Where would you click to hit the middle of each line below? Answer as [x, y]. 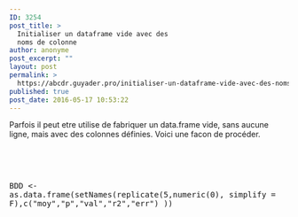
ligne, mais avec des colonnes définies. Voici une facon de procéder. [135, 135]
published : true [39, 91]
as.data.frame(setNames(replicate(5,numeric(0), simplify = [143, 195]
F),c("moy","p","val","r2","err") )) [91, 204]
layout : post [33, 67]
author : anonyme [39, 50]
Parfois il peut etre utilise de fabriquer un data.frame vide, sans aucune [139, 125]
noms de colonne [47, 42]
